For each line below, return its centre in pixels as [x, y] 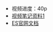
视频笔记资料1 [28, 16]
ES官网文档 [25, 23]
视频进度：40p [29, 8]
